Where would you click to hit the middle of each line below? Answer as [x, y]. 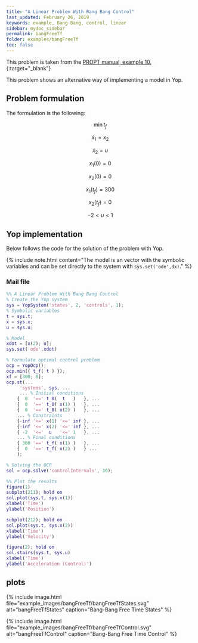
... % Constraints [40, 415]
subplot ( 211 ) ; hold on [34, 493]
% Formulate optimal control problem [53, 360]
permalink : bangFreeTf [34, 34]
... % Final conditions [47, 438]
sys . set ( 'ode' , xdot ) [32, 350]
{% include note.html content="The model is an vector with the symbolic [95, 260]
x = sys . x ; [20, 322]
